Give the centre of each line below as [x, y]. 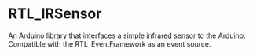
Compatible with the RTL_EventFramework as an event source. [110, 43]
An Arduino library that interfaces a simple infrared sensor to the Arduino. [127, 35]
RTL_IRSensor [55, 14]
